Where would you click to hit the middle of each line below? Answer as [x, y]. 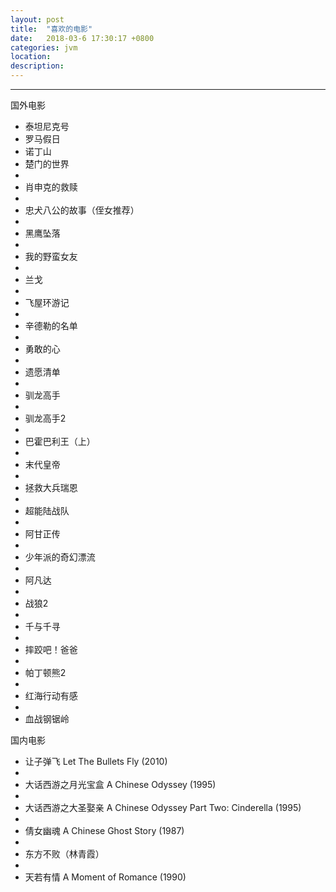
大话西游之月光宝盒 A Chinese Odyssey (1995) [120, 784]
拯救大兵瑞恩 [51, 487]
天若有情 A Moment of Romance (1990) [105, 877]
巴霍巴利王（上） [60, 441]
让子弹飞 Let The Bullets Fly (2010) [96, 761]
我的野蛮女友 [51, 256]
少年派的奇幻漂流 [60, 557]
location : [31, 57]
